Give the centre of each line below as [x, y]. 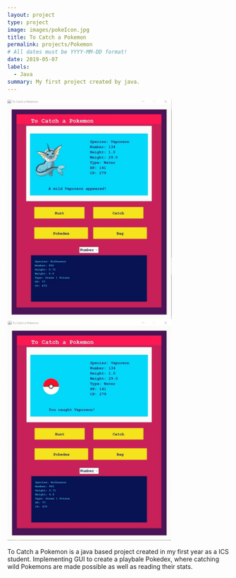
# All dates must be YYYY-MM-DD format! [68, 52]
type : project [28, 22]
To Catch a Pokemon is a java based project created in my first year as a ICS [118, 551]
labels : [19, 67]
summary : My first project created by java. [74, 82]
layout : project [31, 15]
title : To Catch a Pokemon [47, 37]
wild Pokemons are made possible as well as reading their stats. [100, 566]
